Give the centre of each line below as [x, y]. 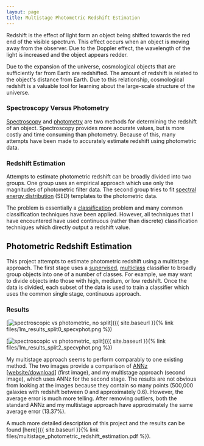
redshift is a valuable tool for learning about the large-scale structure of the [101, 86]
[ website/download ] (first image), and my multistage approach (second [96, 373]
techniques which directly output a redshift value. [69, 227]
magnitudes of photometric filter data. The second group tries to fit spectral [101, 189]
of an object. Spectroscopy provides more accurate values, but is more [95, 128]
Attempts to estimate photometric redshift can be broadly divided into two [99, 177]
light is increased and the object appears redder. [67, 54]
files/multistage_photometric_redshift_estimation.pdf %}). [79, 436]
